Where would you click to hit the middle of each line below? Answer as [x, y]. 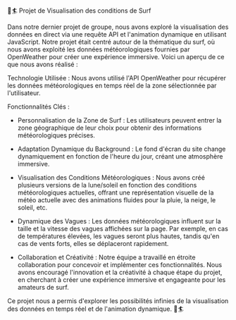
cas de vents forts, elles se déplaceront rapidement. [93, 244]
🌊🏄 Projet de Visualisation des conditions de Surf [79, 11]
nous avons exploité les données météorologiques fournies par [99, 49]
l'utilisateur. [24, 93]
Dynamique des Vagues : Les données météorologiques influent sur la [119, 221]
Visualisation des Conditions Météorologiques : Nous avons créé [111, 178]
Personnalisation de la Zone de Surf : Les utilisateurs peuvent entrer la [119, 120]
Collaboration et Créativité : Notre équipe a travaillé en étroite [106, 257]
